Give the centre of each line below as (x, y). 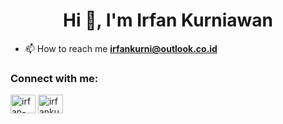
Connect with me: (54, 78)
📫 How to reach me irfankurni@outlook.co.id (121, 48)
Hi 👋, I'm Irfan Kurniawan (168, 20)
